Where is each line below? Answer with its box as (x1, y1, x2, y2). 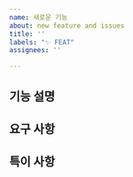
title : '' (9, 29, 46, 38)
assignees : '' (9, 46, 62, 55)
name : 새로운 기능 (9, 12, 68, 22)
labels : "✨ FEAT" (9, 37, 75, 47)
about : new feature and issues (9, 21, 125, 30)
